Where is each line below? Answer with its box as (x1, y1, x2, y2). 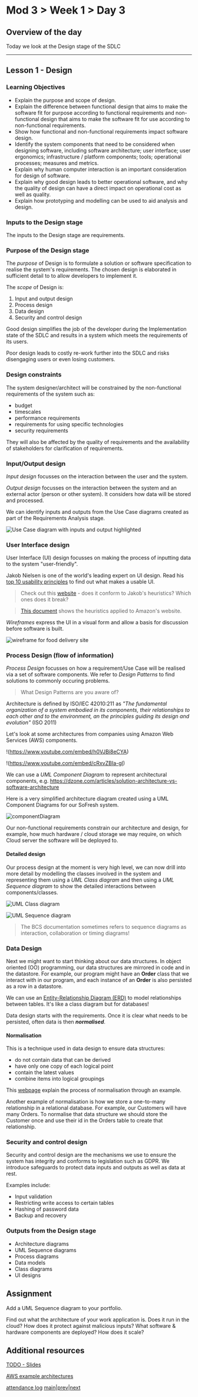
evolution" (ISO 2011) (6, 719, 57, 726)
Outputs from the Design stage (6, 1227, 96, 1235)
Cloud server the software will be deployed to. (6, 837, 118, 844)
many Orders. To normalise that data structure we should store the (6, 1111, 168, 1118)
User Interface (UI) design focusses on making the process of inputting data (6, 554, 192, 562)
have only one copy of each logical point (14, 1062, 114, 1070)
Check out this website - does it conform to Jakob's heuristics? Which (20, 589, 192, 597)
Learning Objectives (6, 83, 66, 92)
